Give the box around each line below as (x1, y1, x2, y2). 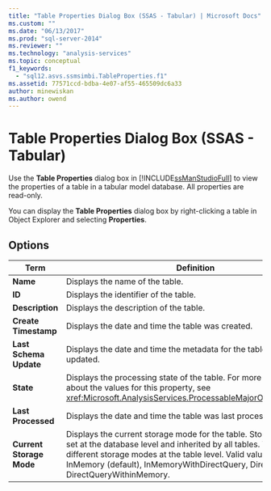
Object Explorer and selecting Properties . (8, 215, 147, 225)
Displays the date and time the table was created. (65, 320, 253, 332)
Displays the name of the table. (65, 276, 184, 287)
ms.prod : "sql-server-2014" (8, 34, 103, 43)
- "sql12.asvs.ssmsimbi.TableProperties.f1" (15, 72, 168, 80)
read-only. (8, 191, 43, 201)
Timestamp (12, 325, 58, 337)
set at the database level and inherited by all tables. (65, 438, 261, 450)
